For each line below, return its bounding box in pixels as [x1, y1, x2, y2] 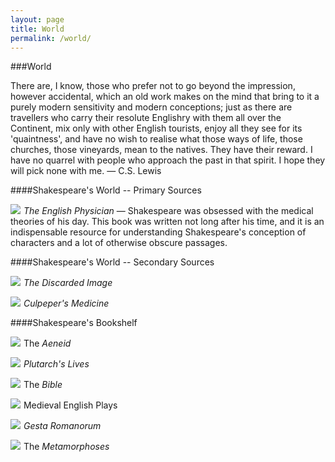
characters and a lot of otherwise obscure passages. [10, 237, 228, 249]
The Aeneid [23, 337, 72, 350]
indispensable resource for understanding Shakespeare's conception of [10, 226, 307, 238]
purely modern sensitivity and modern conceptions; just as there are [10, 101, 293, 113]
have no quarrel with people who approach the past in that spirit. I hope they [10, 154, 326, 166]
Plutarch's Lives [23, 358, 90, 370]
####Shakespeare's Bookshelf [10, 317, 138, 329]
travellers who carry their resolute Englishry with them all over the [10, 112, 282, 124]
